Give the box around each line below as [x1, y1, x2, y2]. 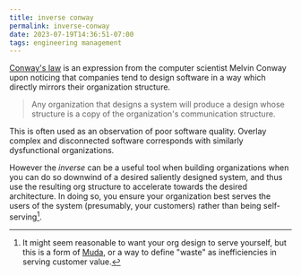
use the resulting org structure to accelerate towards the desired [9, 181, 248, 193]
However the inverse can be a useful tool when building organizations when [9, 162, 289, 173]
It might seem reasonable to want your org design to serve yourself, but [21, 237, 287, 247]
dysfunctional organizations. [9, 145, 115, 156]
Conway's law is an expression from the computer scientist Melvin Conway [9, 63, 287, 73]
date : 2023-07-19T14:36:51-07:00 [9, 30, 134, 39]
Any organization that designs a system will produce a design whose [30, 99, 285, 110]
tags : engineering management [9, 38, 123, 47]
